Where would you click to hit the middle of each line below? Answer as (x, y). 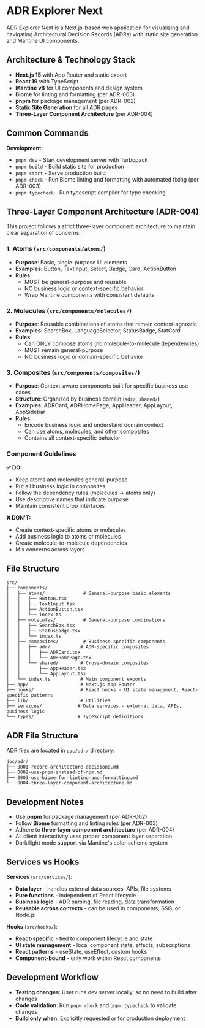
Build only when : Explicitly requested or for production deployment (100, 1018)
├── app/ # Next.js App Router (71, 685)
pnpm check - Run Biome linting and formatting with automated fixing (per (107, 179)
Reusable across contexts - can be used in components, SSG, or (98, 908)
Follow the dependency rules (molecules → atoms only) (85, 493)
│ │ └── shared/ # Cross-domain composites (78, 663)
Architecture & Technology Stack (71, 60)
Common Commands (47, 133)
